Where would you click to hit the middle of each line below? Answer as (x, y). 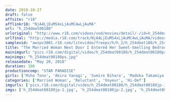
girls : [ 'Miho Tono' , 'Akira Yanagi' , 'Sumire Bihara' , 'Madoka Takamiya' (86, 76)
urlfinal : (16, 38)
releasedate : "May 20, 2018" (36, 62)
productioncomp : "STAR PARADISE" (40, 71)
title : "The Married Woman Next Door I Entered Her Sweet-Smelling (78, 47)
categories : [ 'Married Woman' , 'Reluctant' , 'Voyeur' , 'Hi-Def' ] (76, 80)
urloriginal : (19, 33)
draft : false (19, 15)
